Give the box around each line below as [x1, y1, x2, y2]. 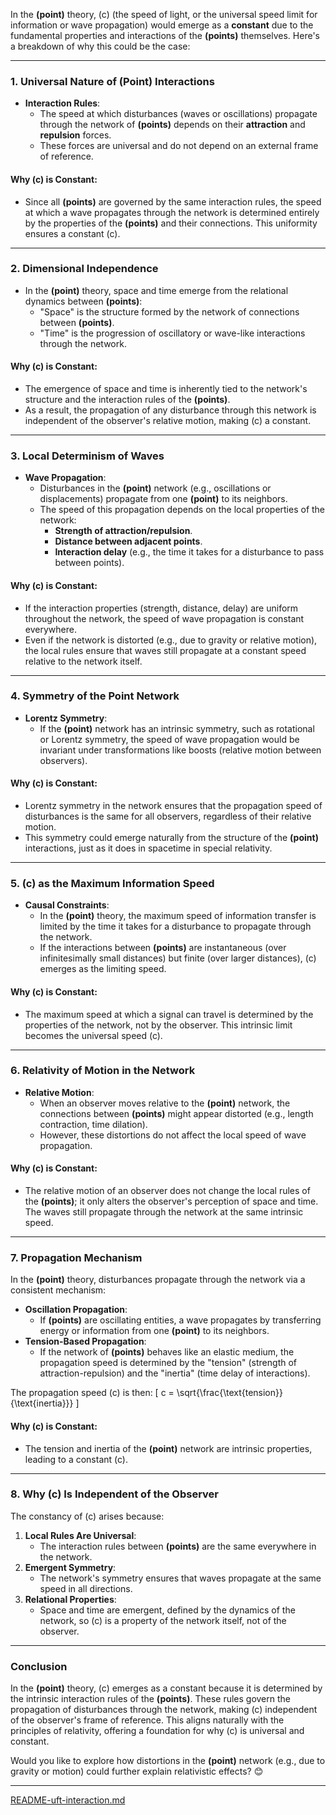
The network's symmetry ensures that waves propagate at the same [39, 1572, 322, 1584]
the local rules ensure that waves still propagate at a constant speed [24, 644, 307, 656]
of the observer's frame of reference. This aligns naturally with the [10, 1714, 285, 1726]
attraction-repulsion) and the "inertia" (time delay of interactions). [39, 1367, 311, 1379]
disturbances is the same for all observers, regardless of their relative [24, 810, 312, 822]
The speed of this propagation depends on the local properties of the [39, 504, 326, 516]
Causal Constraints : [24, 899, 110, 911]
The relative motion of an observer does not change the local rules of [24, 1185, 311, 1196]
